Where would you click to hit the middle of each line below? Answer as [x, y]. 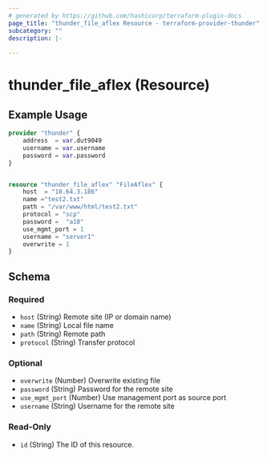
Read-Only [30, 427]
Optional [25, 363]
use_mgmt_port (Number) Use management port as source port [123, 398]
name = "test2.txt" [53, 200]
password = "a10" [53, 221]
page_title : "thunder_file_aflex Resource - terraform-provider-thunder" [134, 23]
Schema [29, 276]
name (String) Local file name [67, 325]
